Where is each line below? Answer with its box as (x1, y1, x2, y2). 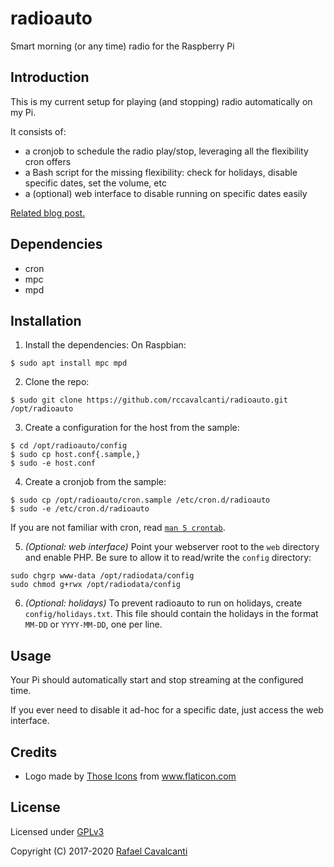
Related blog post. (10, 207, 86, 219)
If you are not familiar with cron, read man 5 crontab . (10, 522, 226, 534)
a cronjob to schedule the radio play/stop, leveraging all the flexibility (24, 145, 309, 157)
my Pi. (10, 106, 37, 118)
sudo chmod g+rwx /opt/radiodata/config (10, 580, 182, 590)
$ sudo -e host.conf (10, 458, 97, 469)
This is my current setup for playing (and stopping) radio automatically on (10, 95, 313, 107)
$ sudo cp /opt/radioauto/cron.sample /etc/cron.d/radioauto (10, 495, 271, 506)
